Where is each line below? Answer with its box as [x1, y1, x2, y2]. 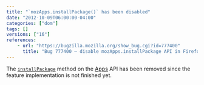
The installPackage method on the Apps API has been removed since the [6, 65, 191, 72]
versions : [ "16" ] [6, 32, 50, 38]
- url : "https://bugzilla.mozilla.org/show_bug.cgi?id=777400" [17, 43, 181, 49]
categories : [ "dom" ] [6, 20, 59, 26]
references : [6, 37, 36, 43]
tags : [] [6, 25, 29, 32]
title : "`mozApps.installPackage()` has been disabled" [6, 8, 151, 15]
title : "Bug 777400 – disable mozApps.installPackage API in [22, 49, 181, 55]
